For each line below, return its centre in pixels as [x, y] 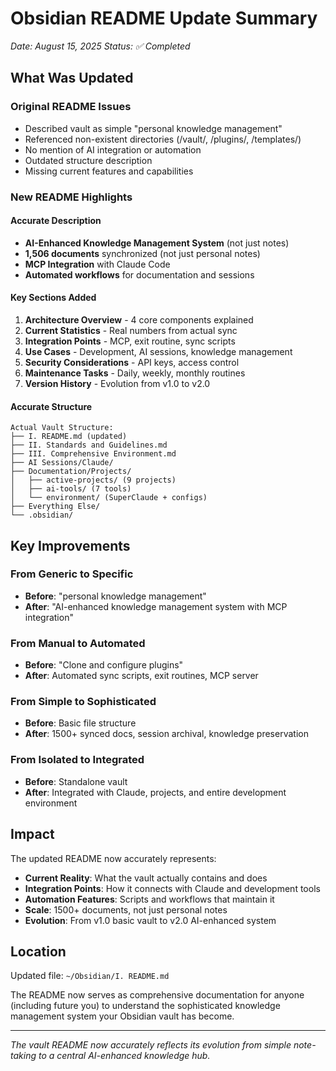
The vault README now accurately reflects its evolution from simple [151, 1045]
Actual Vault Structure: [62, 428]
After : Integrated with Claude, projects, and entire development [155, 792]
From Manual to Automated [78, 643]
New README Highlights [71, 197]
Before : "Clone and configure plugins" [104, 665]
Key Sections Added [53, 298]
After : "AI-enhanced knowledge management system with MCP [156, 606]
